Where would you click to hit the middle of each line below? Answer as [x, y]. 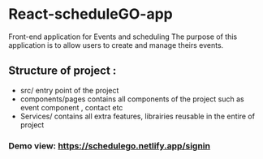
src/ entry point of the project [69, 90]
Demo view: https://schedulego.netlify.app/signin [110, 145]
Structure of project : [63, 71]
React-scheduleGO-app [91, 14]
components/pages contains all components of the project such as [132, 99]
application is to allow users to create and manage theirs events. [116, 45]
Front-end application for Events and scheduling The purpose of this [123, 37]
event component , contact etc [71, 107]
